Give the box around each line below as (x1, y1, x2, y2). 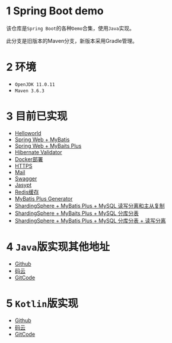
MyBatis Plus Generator (14, 195, 73, 202)
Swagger (14, 174, 37, 182)
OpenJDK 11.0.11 (14, 82, 55, 88)
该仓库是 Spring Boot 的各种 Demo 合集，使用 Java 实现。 (6, 24, 135, 32)
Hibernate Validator (14, 148, 62, 155)
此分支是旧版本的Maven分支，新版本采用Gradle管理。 (6, 37, 138, 44)
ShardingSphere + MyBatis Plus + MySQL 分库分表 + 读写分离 (14, 217, 166, 224)
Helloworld (14, 129, 42, 136)
